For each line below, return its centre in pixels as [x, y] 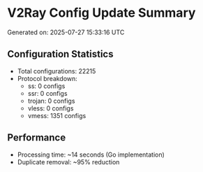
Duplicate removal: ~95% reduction [68, 162]
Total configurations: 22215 [57, 71]
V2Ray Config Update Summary [101, 13]
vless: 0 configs [51, 108]
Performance [37, 138]
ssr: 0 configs [47, 93]
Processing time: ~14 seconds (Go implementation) [91, 155]
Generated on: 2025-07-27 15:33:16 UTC [66, 32]
